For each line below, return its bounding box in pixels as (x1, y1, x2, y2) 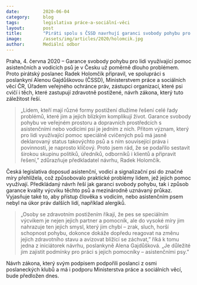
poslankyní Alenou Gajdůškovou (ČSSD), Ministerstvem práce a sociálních (6, 76, 186, 83)
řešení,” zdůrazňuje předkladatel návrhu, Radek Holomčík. (20, 157, 162, 164)
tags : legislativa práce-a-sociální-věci (6, 19, 131, 25)
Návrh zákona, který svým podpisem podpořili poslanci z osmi (6, 260, 157, 267)
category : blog (6, 14, 54, 20)
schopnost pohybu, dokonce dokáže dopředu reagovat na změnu (20, 229, 179, 236)
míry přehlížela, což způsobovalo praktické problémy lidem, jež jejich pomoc (6, 174, 191, 181)
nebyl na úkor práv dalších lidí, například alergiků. (6, 199, 126, 206)
